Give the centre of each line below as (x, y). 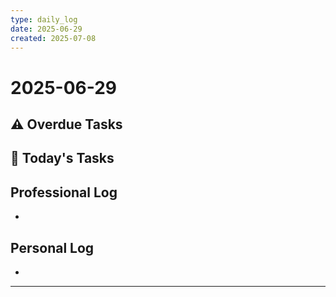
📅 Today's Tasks (62, 158)
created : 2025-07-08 (53, 38)
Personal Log (52, 247)
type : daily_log (44, 19)
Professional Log (64, 192)
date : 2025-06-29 (46, 29)
